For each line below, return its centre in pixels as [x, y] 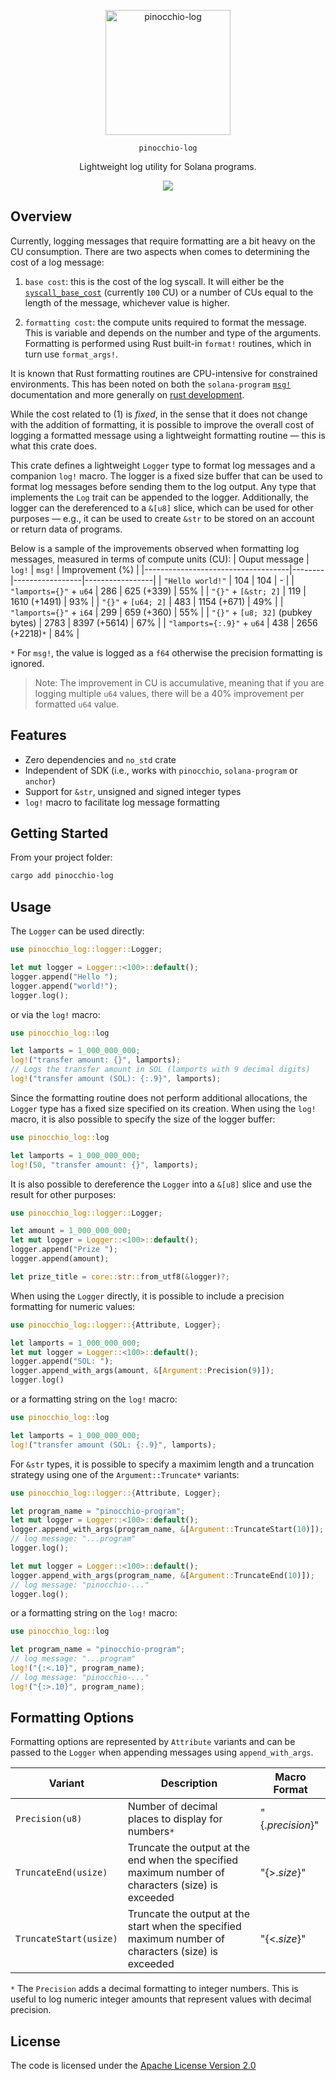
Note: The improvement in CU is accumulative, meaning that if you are [179, 682]
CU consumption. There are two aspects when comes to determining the [160, 251]
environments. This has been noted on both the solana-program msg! [151, 384]
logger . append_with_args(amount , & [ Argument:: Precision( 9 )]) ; [142, 1371]
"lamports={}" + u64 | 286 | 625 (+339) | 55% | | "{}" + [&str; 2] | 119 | [158, 591]
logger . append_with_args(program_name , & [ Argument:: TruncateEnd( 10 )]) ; [162, 1575]
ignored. [27, 663]
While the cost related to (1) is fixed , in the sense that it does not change [159, 414]
